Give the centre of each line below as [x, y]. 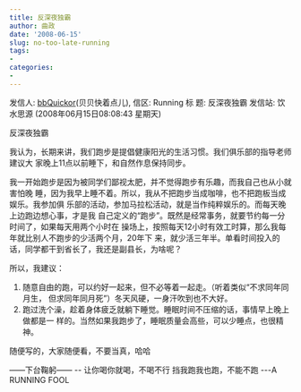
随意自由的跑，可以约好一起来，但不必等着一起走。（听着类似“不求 [144, 286]
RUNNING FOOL [39, 379]
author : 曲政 [32, 26]
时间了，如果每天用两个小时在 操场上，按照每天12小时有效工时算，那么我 [144, 226]
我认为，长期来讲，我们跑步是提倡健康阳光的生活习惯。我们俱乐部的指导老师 [150, 151]
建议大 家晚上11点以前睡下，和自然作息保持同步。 [100, 163]
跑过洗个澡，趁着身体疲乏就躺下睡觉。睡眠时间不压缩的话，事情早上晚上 [155, 309]
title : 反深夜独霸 [40, 17]
